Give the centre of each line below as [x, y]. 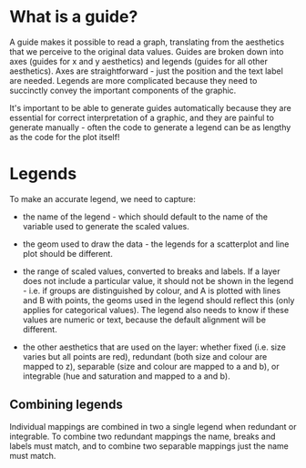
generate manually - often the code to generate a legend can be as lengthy [150, 127]
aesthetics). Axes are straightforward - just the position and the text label [147, 71]
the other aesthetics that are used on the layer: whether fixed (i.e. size [154, 347]
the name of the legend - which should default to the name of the [145, 217]
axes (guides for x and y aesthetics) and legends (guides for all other [139, 61]
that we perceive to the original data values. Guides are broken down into [147, 51]
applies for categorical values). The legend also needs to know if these [156, 310]
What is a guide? [74, 17]
